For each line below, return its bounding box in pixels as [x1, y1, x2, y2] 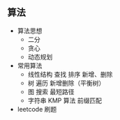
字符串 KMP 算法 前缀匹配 [27, 96, 103, 105]
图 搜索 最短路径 [27, 87, 75, 96]
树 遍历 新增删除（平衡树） [27, 79, 105, 87]
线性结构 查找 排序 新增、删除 [27, 70, 113, 78]
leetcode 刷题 [17, 105, 57, 113]
